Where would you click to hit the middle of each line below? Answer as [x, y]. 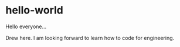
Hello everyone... [26, 26]
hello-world [35, 10]
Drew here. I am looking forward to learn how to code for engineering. [90, 38]
